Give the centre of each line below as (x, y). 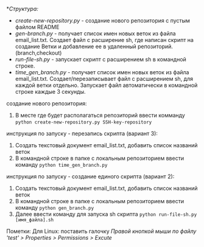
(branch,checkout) (38, 53)
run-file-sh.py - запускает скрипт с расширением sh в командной (101, 59)
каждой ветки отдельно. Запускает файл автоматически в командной (106, 85)
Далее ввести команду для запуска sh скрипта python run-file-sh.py (106, 214)
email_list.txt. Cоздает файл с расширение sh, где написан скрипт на (104, 40)
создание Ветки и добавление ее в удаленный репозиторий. (94, 46)
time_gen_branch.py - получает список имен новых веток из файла (102, 72)
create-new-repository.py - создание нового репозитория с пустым (103, 20)
